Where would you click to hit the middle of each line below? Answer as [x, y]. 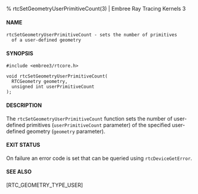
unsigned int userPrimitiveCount [53, 87]
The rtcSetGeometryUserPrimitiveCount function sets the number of [89, 118]
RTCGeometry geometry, [40, 82]
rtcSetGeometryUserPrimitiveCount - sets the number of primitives [92, 35]
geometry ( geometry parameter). [66, 131]
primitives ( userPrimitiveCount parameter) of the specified [99, 125]
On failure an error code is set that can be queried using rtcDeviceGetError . [99, 158]
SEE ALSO [19, 172]
